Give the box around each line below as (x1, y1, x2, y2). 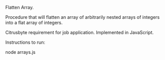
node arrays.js (5, 49, 36, 55)
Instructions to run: (5, 39, 46, 45)
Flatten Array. (5, 5, 34, 10)
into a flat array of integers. (5, 20, 63, 25)
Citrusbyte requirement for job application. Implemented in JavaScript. (5, 29, 154, 35)
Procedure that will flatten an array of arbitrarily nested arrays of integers (5, 14, 160, 20)
